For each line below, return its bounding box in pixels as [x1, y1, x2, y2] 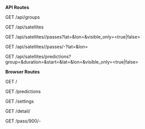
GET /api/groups [5, 14, 40, 20]
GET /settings [5, 99, 34, 104]
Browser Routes [5, 69, 40, 75]
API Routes [5, 5, 30, 10]
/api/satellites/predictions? [15, 53, 71, 59]
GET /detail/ [5, 108, 31, 114]
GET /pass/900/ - [5, 118, 41, 124]
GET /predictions [5, 88, 41, 94]
